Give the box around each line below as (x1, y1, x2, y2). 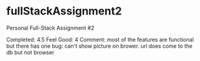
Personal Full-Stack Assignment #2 (6, 24, 95, 31)
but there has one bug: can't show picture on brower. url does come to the (6, 42, 193, 50)
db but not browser (6, 48, 55, 56)
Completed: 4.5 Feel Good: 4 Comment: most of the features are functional (6, 36, 195, 43)
